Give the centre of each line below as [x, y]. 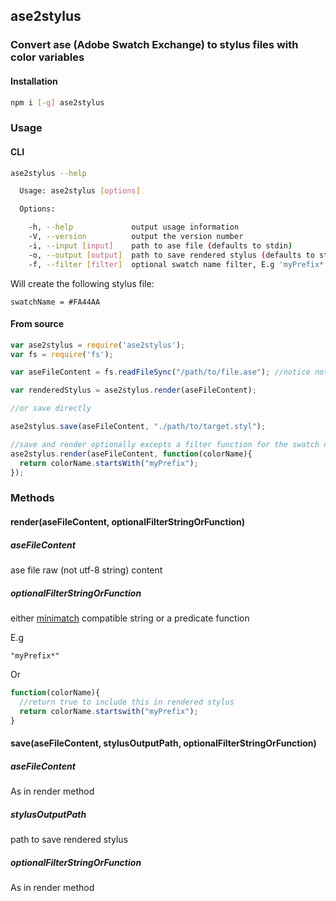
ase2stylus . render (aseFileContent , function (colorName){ [131, 454]
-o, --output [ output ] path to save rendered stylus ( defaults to [171, 255]
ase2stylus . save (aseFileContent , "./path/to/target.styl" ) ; [138, 427]
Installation [34, 81]
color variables [47, 57]
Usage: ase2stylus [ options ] [80, 191]
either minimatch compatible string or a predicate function [130, 618]
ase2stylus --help [48, 173]
